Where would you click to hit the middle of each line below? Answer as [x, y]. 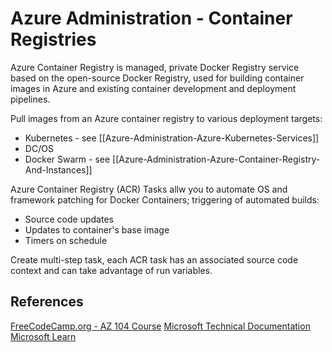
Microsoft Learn [43, 336]
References [47, 302]
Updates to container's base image [97, 229]
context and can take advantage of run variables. [111, 270]
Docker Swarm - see [67, 159]
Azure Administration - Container [151, 18]
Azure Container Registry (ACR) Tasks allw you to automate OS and [149, 189]
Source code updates [69, 219]
